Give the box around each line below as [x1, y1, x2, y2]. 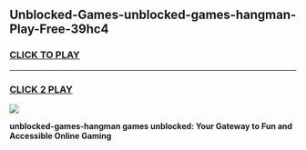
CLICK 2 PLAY [9, 83, 73, 95]
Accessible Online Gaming [9, 130, 112, 141]
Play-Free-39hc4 [9, 22, 109, 37]
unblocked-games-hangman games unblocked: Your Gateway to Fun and [9, 120, 293, 131]
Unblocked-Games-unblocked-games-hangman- [9, 7, 297, 23]
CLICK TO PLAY [9, 49, 80, 62]
